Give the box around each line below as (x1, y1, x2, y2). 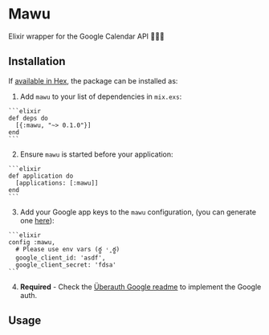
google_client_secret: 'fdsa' (15, 260, 116, 269)
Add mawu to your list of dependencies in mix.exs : (19, 92, 182, 101)
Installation (8, 55, 66, 68)
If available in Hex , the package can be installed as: (8, 76, 178, 85)
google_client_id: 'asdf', (15, 254, 106, 262)
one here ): (19, 215, 55, 225)
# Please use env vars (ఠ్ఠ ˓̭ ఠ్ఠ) (15, 245, 120, 253)
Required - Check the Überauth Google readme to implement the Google (19, 282, 262, 292)
